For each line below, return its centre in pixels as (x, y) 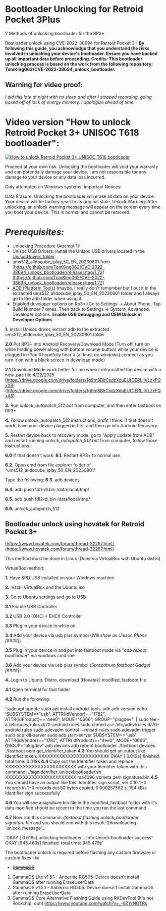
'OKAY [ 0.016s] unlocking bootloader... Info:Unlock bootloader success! (79, 838)
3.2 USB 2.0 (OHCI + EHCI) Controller (44, 616)
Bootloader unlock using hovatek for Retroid (75, 524)
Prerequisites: (35, 232)
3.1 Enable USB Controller (31, 607)
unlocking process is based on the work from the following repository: (79, 64)
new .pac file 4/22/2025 (30, 375)
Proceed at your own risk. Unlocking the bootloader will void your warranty (82, 167)
